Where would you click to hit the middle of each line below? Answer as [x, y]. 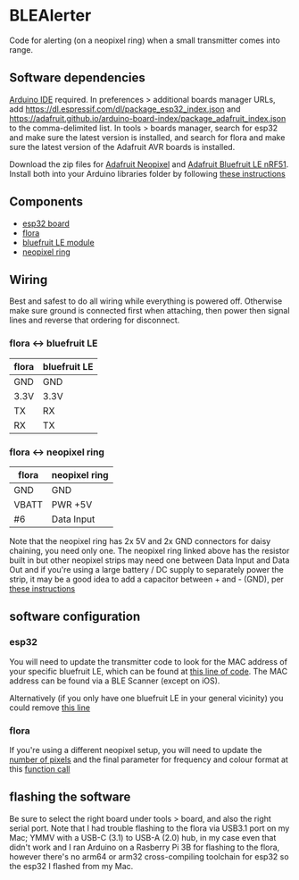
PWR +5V [72, 504]
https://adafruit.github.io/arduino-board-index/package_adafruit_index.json [148, 118]
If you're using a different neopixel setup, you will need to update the [136, 750]
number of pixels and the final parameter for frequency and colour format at [149, 759]
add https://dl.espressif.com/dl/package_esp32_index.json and [125, 109]
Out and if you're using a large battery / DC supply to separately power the [146, 569]
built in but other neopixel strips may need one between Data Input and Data [149, 560]
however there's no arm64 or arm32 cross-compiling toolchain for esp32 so [149, 856]
